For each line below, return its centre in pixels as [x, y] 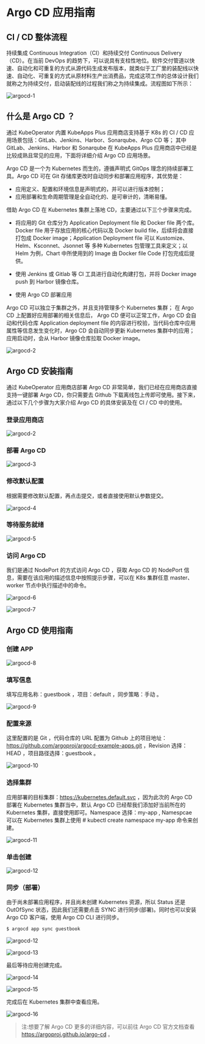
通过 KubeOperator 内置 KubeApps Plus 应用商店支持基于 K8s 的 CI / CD [97, 132]
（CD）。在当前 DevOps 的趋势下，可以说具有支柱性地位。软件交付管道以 [98, 61]
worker [15, 586]
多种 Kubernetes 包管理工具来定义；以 [139, 245]
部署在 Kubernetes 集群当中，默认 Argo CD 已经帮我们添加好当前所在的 [96, 805]
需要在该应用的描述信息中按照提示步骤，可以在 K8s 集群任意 [93, 578]
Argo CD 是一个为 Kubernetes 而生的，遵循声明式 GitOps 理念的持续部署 [97, 168]
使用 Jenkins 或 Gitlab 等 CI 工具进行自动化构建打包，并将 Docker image [106, 274]
